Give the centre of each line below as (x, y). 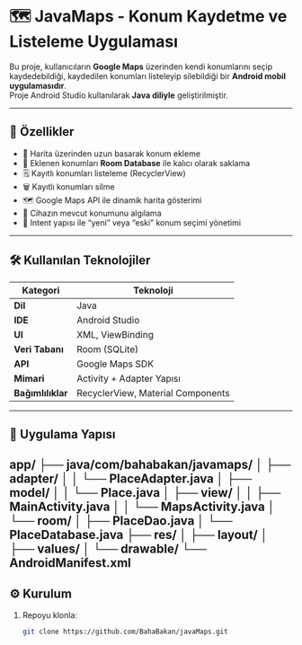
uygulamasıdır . (38, 85)
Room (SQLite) (107, 349)
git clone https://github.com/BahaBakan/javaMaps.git (125, 632)
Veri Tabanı (39, 349)
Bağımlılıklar (41, 393)
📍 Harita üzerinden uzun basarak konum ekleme (111, 154)
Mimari (29, 378)
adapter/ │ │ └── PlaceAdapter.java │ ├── (131, 479)
